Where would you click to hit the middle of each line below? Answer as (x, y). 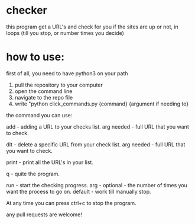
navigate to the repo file (43, 97)
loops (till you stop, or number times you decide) (65, 33)
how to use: (35, 57)
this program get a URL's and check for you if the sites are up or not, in (92, 27)
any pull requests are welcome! (44, 215)
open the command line (43, 91)
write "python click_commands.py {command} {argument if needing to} (102, 104)
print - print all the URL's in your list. (50, 162)
